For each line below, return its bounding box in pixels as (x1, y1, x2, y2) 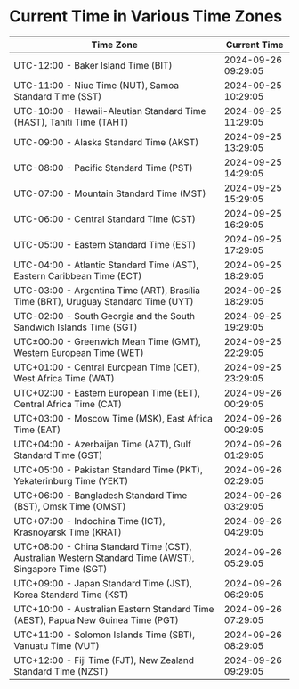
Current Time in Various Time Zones (9, 6, 283, 27)
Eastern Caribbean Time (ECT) (13, 269, 142, 282)
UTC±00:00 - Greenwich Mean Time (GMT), (13, 335, 202, 348)
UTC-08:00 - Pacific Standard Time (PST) (13, 161, 193, 174)
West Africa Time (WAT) (13, 372, 116, 384)
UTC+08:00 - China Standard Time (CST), (13, 540, 192, 553)
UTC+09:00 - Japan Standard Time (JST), (13, 577, 193, 589)
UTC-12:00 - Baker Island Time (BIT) (13, 59, 173, 71)
